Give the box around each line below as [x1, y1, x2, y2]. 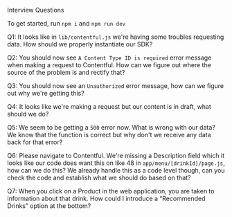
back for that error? [7, 138, 63, 146]
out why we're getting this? [7, 89, 84, 97]
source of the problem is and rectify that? [7, 69, 125, 76]
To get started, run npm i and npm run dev [7, 19, 126, 27]
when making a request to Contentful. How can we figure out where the [7, 61, 211, 69]
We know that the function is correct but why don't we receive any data [7, 131, 211, 139]
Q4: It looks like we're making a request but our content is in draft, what [7, 103, 211, 110]
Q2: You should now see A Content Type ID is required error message [7, 53, 212, 62]
